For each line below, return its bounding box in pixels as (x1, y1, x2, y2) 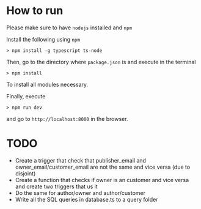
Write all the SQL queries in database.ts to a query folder (15, 196, 158, 203)
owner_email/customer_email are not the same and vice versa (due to (15, 163, 191, 170)
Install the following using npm (6, 35, 81, 43)
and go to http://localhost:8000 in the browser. (6, 115, 128, 122)
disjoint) (15, 169, 36, 177)
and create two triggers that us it (15, 183, 98, 190)
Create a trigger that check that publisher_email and (15, 156, 147, 164)
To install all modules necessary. (6, 81, 89, 88)
